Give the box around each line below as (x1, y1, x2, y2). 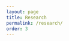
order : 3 (6, 25, 28, 32)
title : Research (6, 14, 47, 20)
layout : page (6, 8, 39, 15)
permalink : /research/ (6, 20, 63, 26)
